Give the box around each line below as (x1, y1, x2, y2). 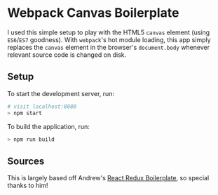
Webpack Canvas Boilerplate (7, 5, 179, 21)
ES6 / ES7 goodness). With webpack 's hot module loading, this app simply (7, 35, 212, 43)
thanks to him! (7, 181, 48, 190)
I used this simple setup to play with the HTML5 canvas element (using (7, 28, 210, 36)
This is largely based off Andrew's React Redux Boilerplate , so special (7, 174, 210, 182)
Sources (7, 155, 45, 167)
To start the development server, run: (7, 89, 114, 97)
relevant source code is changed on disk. (7, 51, 127, 59)
